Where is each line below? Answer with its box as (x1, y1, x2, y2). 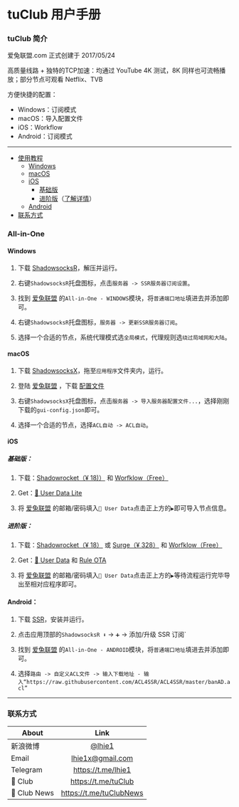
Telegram (11, 764, 43, 774)
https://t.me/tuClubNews (60, 788, 144, 798)
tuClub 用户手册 (7, 6, 101, 23)
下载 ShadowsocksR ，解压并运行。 (17, 263, 121, 272)
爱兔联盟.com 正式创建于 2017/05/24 (7, 51, 116, 60)
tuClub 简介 (7, 33, 48, 43)
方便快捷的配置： (7, 90, 58, 99)
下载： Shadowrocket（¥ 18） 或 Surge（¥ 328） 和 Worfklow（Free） (17, 541, 223, 549)
